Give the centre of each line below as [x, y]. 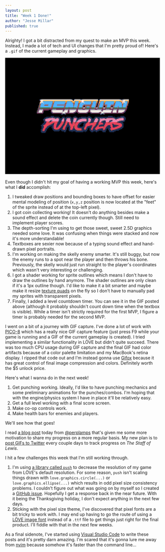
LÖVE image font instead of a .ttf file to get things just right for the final [85, 520]
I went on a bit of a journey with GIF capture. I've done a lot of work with [78, 327]
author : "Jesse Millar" [29, 21]
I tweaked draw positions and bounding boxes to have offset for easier [83, 197]
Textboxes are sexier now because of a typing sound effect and [77, 244]
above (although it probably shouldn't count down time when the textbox [86, 307]
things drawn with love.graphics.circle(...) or [61, 478]
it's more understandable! [38, 239]
